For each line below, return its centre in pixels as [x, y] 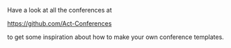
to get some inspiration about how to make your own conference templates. [115, 37]
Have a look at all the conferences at [60, 10]
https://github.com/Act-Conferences [59, 23]
